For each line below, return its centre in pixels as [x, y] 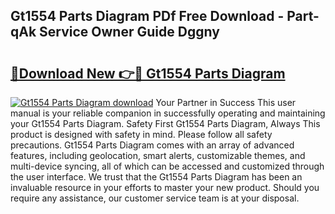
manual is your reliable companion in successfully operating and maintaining [168, 113]
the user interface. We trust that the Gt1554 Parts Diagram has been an [156, 177]
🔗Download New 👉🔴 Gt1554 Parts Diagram [148, 73]
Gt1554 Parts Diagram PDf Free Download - [147, 16]
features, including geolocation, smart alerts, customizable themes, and [158, 155]
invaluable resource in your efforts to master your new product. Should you [165, 187]
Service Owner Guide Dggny [129, 32]
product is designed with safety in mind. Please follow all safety [141, 134]
